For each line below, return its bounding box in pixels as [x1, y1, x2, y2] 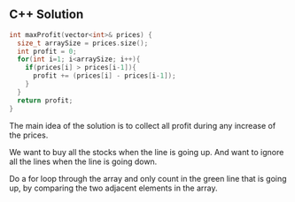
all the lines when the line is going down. [9, 156, 158, 167]
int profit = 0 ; [17, 47, 77, 56]
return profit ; [17, 96, 74, 105]
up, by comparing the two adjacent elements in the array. [9, 183, 218, 193]
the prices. [9, 130, 49, 140]
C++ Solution [9, 7, 84, 22]
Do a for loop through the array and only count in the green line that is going [9, 173, 287, 183]
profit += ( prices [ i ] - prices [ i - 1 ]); [32, 71, 176, 80]
